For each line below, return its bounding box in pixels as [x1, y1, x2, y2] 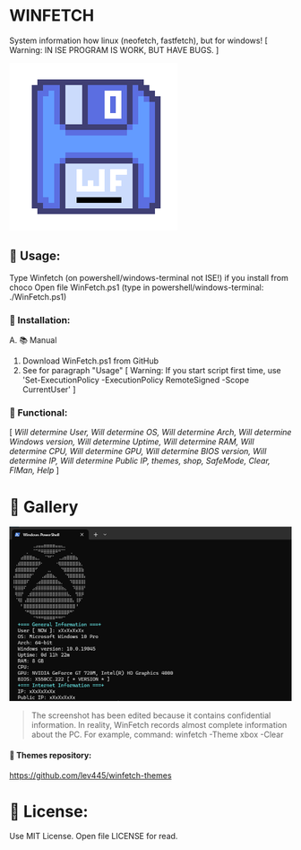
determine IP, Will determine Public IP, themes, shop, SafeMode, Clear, [9, 455, 271, 467]
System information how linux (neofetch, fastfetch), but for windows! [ [9, 35, 269, 46]
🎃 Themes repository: [9, 749, 92, 760]
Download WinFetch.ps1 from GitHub [21, 355, 159, 366]
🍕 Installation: [9, 313, 71, 326]
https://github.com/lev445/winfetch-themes [9, 769, 172, 781]
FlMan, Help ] [9, 465, 60, 476]
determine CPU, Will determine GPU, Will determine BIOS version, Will [9, 446, 267, 457]
